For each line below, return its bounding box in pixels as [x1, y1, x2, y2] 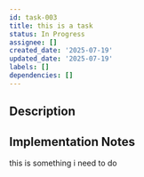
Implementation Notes [9, 134, 136, 149]
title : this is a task [9, 21, 93, 30]
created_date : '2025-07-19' [9, 46, 114, 55]
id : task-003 [9, 12, 58, 22]
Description [9, 104, 76, 119]
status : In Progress [9, 29, 86, 38]
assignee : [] [9, 37, 58, 47]
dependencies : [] [9, 71, 74, 80]
